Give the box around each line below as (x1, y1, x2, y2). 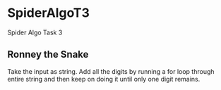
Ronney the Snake (7, 49, 89, 60)
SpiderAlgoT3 (7, 5, 90, 21)
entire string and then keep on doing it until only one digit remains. (7, 75, 201, 83)
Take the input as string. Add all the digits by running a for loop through (7, 67, 215, 75)
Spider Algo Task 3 (7, 28, 63, 37)
